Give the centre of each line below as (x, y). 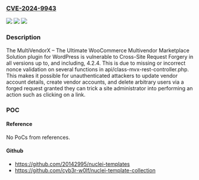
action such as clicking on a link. (46, 94)
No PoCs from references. (38, 137)
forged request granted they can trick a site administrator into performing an (99, 88)
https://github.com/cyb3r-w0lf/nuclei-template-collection (85, 170)
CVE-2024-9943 (31, 8)
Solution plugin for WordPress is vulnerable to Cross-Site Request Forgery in (100, 56)
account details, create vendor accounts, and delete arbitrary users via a (95, 82)
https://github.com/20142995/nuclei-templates (72, 164)
